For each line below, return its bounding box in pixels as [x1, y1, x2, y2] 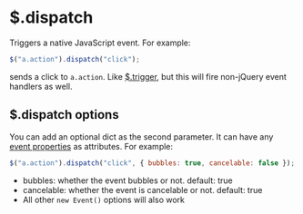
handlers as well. [9, 81, 73, 92]
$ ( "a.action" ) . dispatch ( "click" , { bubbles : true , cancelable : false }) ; [9, 158, 296, 168]
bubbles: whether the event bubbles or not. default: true [22, 175, 234, 186]
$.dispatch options [9, 107, 120, 122]
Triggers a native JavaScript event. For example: [9, 37, 191, 48]
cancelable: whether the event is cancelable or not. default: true [22, 184, 263, 195]
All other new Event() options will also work [22, 194, 185, 205]
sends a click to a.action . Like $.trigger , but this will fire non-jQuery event [9, 71, 287, 82]
